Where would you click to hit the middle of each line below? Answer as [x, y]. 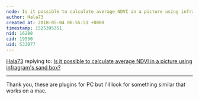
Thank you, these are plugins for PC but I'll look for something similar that [96, 84]
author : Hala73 [25, 17]
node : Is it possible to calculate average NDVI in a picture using [92, 11]
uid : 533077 [21, 45]
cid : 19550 [20, 39]
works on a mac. [26, 90]
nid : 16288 [20, 34]
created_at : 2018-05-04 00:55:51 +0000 [55, 22]
